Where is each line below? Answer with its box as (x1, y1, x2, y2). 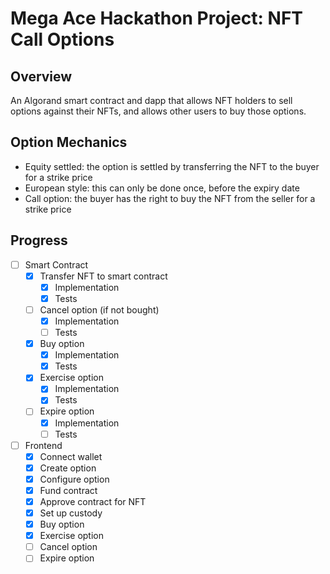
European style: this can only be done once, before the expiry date (24, 182, 300, 194)
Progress (10, 232, 68, 249)
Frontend (24, 439, 63, 451)
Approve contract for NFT (39, 495, 147, 507)
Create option (39, 462, 97, 474)
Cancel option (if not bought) (39, 303, 160, 316)
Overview (10, 68, 73, 85)
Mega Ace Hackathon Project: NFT (10, 7, 304, 30)
